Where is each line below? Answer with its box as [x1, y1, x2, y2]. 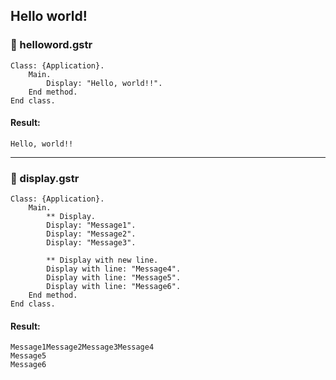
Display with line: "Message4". [46, 264, 182, 274]
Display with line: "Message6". [46, 282, 182, 292]
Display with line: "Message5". [46, 273, 182, 283]
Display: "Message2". [46, 229, 137, 239]
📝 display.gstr [10, 171, 80, 185]
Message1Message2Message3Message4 [10, 342, 155, 353]
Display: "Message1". [46, 220, 137, 231]
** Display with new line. [46, 255, 159, 266]
